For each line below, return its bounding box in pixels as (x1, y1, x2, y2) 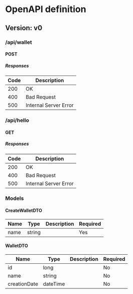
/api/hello (5, 117, 29, 124)
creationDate (8, 280, 39, 287)
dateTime (43, 280, 65, 287)
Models (5, 195, 24, 202)
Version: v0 (5, 24, 43, 32)
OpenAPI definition (5, 4, 86, 15)
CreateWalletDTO (5, 207, 43, 213)
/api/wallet (5, 39, 32, 46)
